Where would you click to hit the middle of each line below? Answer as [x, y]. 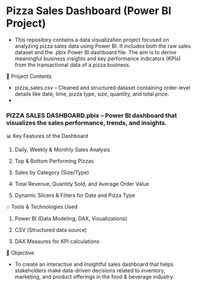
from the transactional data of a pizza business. [73, 65]
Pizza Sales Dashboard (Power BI [89, 11]
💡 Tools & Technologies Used [42, 207]
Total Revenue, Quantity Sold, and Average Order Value [82, 184]
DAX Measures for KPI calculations [57, 241]
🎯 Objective [20, 253]
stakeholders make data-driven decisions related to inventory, [90, 271]
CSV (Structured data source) [51, 230]
